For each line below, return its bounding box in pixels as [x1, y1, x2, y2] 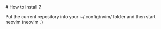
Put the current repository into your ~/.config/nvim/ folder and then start [5, 14, 156, 19]
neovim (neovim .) [5, 19, 43, 25]
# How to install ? [5, 4, 42, 10]
